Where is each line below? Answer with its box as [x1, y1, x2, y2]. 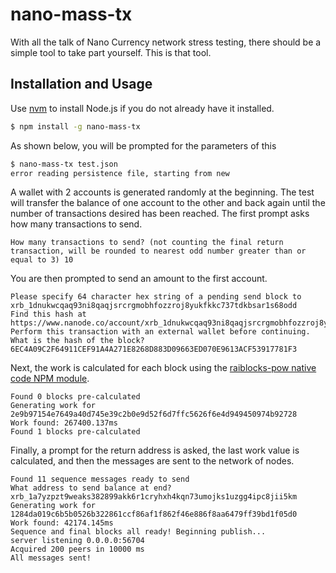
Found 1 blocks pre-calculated [10, 427, 141, 437]
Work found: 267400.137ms [10, 418, 118, 428]
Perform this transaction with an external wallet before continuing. [10, 327, 311, 337]
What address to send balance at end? [10, 483, 172, 493]
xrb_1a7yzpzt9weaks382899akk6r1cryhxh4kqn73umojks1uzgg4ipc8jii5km [10, 492, 298, 502]
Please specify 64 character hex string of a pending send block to [10, 292, 302, 302]
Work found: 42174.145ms [10, 518, 114, 528]
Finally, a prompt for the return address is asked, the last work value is [10, 444, 300, 457]
